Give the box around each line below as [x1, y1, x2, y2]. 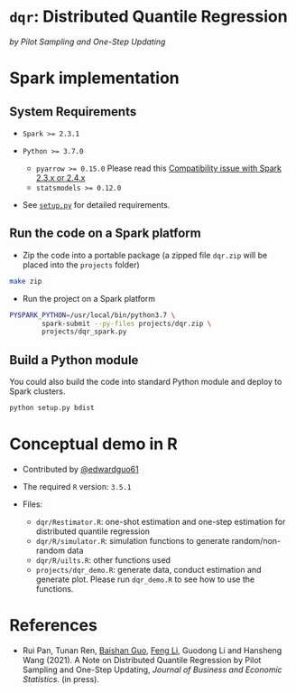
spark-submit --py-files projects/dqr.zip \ [42, 319, 212, 328]
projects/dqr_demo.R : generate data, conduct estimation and [35, 564, 262, 575]
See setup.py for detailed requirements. [22, 199, 171, 210]
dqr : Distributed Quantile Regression [9, 6, 288, 27]
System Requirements [9, 104, 137, 119]
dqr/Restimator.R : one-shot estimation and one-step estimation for [35, 516, 286, 527]
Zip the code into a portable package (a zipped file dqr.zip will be [22, 249, 268, 260]
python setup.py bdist [9, 404, 95, 413]
